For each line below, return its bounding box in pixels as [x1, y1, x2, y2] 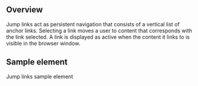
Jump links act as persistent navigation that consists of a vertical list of [6, 20, 180, 27]
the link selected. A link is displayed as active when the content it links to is [6, 33, 190, 41]
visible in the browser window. [6, 39, 80, 47]
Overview [6, 5, 43, 15]
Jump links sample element [6, 73, 73, 80]
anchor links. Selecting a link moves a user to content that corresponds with [6, 27, 192, 34]
